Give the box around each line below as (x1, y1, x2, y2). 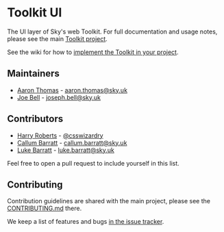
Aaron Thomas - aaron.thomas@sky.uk (16, 86, 128, 94)
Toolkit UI (7, 5, 62, 21)
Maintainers (7, 68, 60, 79)
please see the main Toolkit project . (7, 34, 108, 42)
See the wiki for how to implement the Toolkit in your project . (7, 48, 179, 56)
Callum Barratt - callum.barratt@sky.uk (16, 138, 127, 146)
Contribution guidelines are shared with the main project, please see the (7, 197, 211, 205)
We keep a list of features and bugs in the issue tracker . (7, 218, 164, 226)
